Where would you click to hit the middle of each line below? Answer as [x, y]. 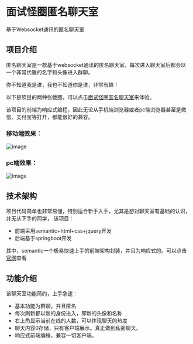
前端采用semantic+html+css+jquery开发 [63, 231]
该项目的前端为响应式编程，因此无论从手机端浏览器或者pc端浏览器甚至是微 [96, 110]
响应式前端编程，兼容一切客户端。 [56, 335]
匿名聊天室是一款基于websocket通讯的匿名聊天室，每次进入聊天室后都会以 [96, 64]
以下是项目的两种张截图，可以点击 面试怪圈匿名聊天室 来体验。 [80, 97]
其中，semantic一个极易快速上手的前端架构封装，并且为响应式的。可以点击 [96, 251]
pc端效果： [22, 163]
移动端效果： [24, 134]
